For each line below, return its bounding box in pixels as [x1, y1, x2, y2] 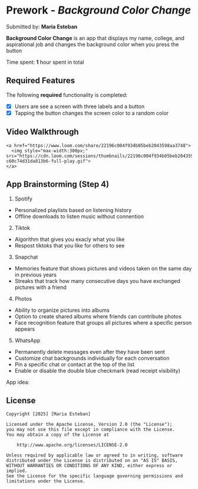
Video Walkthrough [6, 127, 79, 137]
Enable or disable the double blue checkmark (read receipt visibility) [14, 367, 181, 374]
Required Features [6, 76, 75, 86]
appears [14, 325, 35, 332]
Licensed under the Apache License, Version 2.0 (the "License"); [6, 422, 173, 428]
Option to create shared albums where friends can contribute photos [14, 312, 181, 320]
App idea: [6, 379, 29, 386]
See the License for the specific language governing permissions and [6, 473, 183, 479]
